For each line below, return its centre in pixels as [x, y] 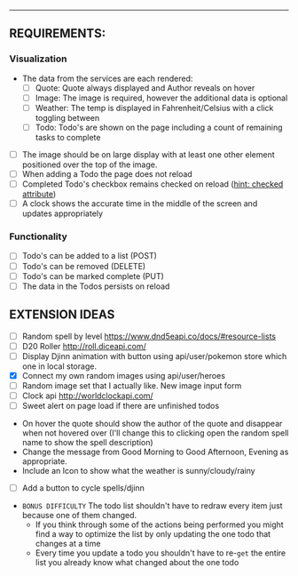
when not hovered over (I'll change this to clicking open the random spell [155, 433]
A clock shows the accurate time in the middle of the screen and [140, 204]
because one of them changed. [79, 516]
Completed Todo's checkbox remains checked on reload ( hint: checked [153, 184]
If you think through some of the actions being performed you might [159, 524]
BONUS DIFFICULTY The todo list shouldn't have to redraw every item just [152, 506]
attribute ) [39, 194]
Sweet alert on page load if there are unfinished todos [121, 405]
